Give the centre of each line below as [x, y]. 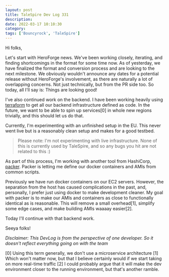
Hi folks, [14, 48]
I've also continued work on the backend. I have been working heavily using [84, 100]
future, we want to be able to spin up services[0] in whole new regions [79, 110]
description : [19, 19]
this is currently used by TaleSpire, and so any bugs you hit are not [87, 146]
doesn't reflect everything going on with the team [57, 243]
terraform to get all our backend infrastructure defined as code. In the [78, 105]
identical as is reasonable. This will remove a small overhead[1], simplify [80, 203]
